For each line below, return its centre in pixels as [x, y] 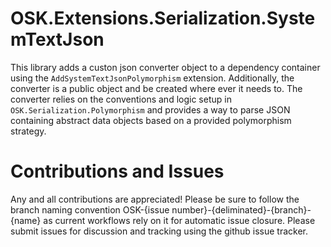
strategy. [28, 131]
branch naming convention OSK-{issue [90, 209]
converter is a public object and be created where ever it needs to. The [156, 88]
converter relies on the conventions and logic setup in [121, 99]
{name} [26, 220]
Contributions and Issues [117, 171]
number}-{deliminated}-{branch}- [241, 209]
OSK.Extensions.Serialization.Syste [163, 18]
